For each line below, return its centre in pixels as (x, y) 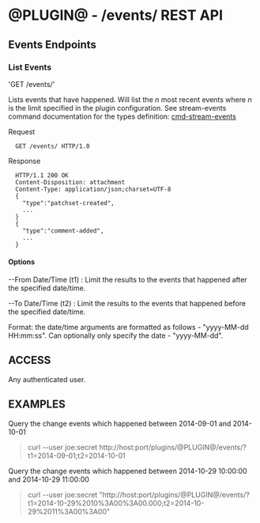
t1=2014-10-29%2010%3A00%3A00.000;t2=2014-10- (116, 503)
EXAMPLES (37, 405)
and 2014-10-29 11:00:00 (49, 479)
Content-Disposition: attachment (70, 182)
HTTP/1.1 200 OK (42, 175)
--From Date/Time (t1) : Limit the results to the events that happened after (128, 280)
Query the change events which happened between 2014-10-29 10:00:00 (128, 471)
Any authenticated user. (47, 379)
